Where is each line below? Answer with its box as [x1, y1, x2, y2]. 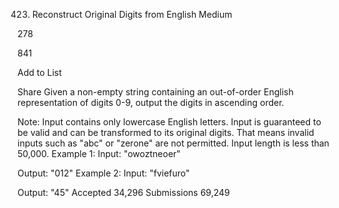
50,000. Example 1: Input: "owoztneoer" [17, 148, 181, 159]
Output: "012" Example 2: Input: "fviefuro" [17, 167, 190, 179]
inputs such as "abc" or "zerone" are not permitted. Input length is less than [17, 137, 330, 149]
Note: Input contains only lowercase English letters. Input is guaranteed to [17, 116, 322, 128]
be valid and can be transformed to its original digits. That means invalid [17, 127, 315, 138]
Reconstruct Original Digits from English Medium [31, 9, 233, 20]
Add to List [17, 67, 62, 78]
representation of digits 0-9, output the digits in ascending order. [17, 97, 285, 108]
